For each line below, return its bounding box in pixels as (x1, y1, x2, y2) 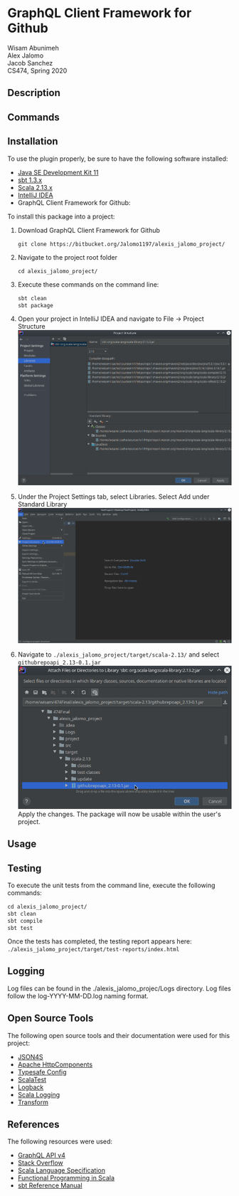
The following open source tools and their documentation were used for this (7, 1031, 230, 1039)
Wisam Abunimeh (7, 43, 59, 52)
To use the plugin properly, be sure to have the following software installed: (7, 154, 228, 163)
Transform (17, 1098, 48, 1106)
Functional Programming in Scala (17, 1174, 115, 1182)
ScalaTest (17, 1075, 47, 1084)
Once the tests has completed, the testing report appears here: (7, 937, 192, 946)
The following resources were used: (7, 1137, 112, 1146)
